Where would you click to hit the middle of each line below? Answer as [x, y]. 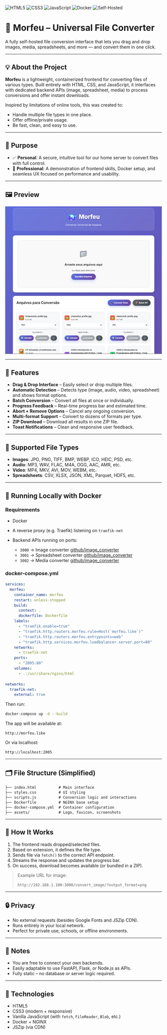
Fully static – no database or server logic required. [64, 974]
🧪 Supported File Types [42, 447]
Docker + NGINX [30, 1022]
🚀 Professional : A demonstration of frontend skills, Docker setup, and [84, 168]
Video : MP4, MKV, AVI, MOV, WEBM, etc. [54, 470]
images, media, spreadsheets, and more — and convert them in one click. [81, 47]
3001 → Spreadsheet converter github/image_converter [76, 555]
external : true [30, 695]
